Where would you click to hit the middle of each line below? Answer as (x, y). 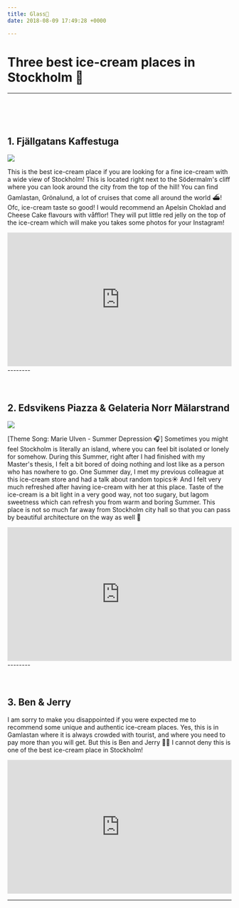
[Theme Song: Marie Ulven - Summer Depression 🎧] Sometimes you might (118, 439)
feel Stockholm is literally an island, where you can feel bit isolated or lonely (118, 449)
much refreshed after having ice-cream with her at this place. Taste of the (116, 487)
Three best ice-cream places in (101, 62)
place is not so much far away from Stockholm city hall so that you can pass (119, 510)
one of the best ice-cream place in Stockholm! (75, 750)
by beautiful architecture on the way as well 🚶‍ (74, 517)
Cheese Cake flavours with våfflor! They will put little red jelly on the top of (117, 215)
